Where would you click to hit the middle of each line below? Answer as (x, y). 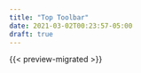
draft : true (31, 34)
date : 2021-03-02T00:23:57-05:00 (71, 26)
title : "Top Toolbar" (49, 17)
